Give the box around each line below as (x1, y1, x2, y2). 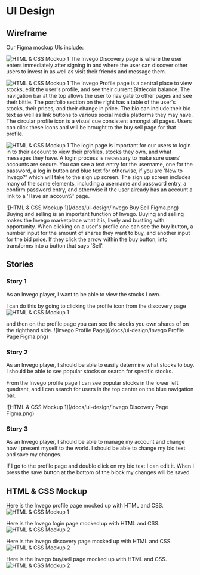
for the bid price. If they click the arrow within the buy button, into (6, 236, 168, 243)
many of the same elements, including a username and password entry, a (6, 180, 187, 187)
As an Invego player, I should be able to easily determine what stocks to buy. (6, 361, 195, 368)
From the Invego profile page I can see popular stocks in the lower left (6, 379, 179, 386)
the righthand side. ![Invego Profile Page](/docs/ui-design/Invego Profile (6, 326, 184, 333)
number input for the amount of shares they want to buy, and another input (6, 230, 190, 236)
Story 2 (6, 348, 28, 356)
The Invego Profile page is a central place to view (70, 79, 192, 86)
